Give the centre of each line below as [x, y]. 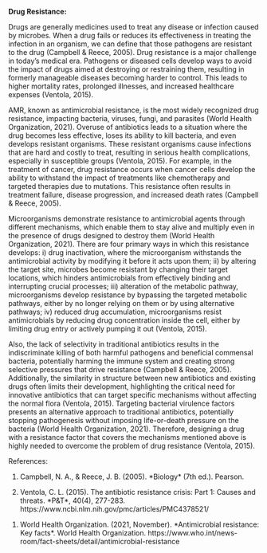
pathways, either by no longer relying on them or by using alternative [122, 303]
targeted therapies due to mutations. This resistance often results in [120, 186]
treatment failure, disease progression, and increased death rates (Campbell [133, 195]
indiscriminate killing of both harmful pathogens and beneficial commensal [131, 353]
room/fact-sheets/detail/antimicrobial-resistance [100, 541]
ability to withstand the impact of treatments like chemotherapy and [119, 178]
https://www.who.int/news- [192, 533]
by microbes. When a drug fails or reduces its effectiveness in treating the [130, 35]
